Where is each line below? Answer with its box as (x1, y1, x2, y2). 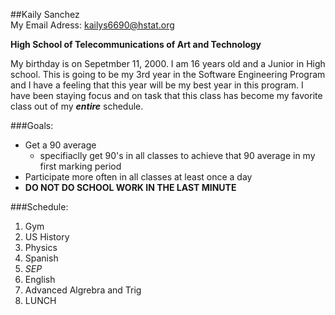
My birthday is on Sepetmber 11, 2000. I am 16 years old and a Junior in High (10, 58, 326, 69)
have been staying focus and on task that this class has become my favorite (10, 90, 323, 101)
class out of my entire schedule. (10, 100, 144, 112)
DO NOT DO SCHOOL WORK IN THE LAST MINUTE (24, 182, 237, 193)
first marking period (39, 160, 122, 172)
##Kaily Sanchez (10, 9, 80, 20)
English (24, 274, 56, 285)
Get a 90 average (24, 139, 97, 151)
